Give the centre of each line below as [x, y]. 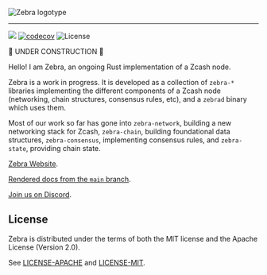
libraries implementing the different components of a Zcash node [114, 91]
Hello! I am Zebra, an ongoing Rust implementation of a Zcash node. [120, 67]
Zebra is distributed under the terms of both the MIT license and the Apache [133, 238]
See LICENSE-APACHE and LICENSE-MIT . [77, 262]
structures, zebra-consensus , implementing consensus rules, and [114, 140]
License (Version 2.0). [44, 247]
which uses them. [37, 108]
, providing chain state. [63, 148]
